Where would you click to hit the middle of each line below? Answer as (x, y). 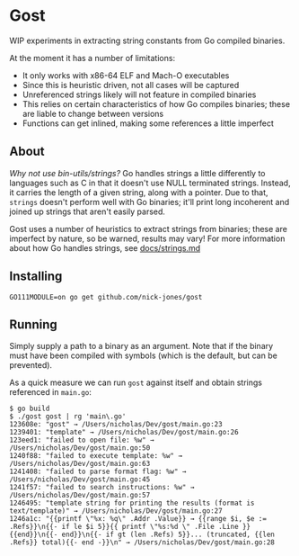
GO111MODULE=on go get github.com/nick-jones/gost (106, 297)
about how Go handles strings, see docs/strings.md (105, 247)
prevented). (31, 365)
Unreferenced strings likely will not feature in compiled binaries (139, 94)
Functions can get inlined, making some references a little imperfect (148, 123)
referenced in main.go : (51, 392)
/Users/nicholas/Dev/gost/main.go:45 (80, 480)
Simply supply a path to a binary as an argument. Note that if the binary (141, 346)
